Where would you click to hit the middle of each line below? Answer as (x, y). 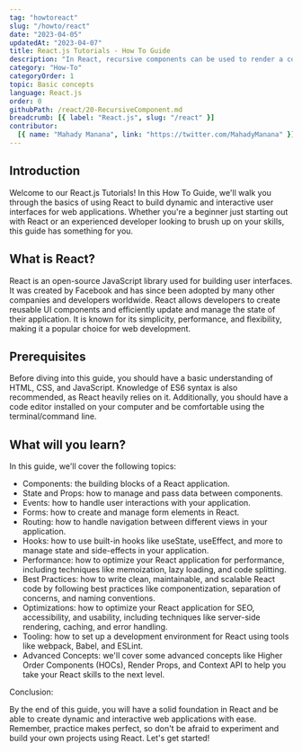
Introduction (45, 171)
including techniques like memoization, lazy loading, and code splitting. (154, 570)
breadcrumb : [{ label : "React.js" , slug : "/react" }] (112, 118)
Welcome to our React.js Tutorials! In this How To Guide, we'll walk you (141, 192)
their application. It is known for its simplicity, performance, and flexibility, (146, 319)
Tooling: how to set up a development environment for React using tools (155, 637)
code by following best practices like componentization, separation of (151, 588)
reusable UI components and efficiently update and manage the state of (142, 309)
